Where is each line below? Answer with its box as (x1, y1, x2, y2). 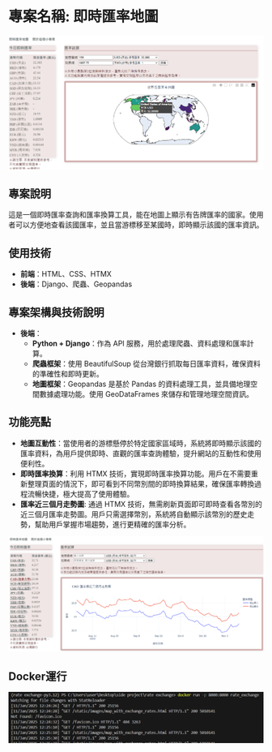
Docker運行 (8, 670, 67, 684)
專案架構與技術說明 (8, 305, 104, 319)
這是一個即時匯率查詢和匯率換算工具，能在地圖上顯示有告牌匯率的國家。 (8, 210, 249, 220)
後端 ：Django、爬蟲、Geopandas (19, 279, 133, 289)
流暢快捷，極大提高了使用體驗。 (27, 488, 134, 499)
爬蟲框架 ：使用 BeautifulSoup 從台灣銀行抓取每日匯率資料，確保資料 (32, 359, 261, 368)
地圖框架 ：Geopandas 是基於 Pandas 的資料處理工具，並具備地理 (32, 379, 251, 389)
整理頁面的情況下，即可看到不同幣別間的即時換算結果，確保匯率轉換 (27, 479, 255, 488)
